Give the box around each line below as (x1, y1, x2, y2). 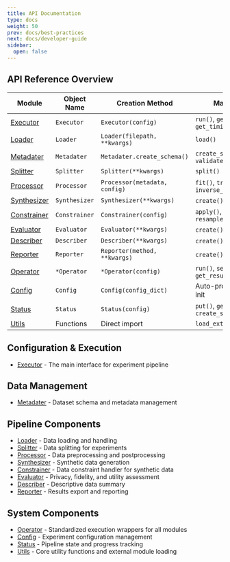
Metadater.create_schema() (101, 152, 189, 160)
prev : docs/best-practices (7, 29, 84, 36)
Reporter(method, (101, 247, 157, 254)
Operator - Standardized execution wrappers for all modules (16, 525, 188, 533)
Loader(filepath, (101, 132, 157, 140)
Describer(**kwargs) (101, 236, 168, 244)
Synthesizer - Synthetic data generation (16, 459, 130, 467)
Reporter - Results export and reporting (16, 487, 129, 496)
